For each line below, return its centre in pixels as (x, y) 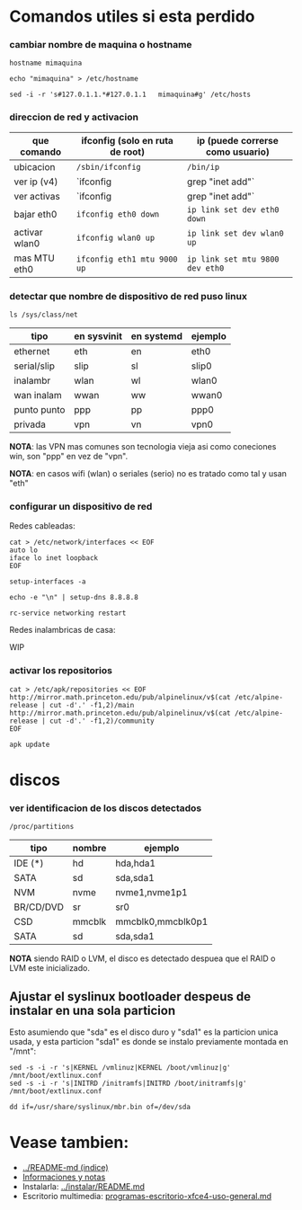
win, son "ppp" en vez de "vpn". (69, 457)
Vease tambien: (69, 1143)
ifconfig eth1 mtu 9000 (127, 259)
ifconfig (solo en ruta (127, 140)
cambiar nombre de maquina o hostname (101, 45)
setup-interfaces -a (48, 582)
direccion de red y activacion (74, 117)
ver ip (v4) (36, 182)
